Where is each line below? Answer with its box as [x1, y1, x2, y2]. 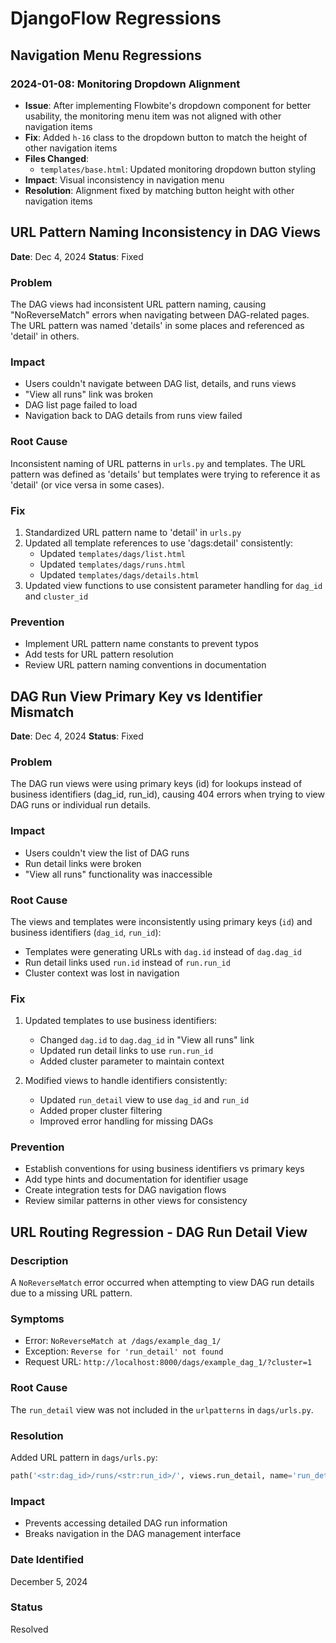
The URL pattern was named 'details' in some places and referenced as [10, 319, 305, 331]
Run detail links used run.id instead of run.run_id [24, 956, 231, 968]
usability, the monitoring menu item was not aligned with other [24, 110, 282, 122]
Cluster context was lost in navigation [24, 967, 180, 979]
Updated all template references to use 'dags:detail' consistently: [24, 537, 294, 549]
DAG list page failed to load [24, 399, 138, 411]
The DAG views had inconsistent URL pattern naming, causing [10, 298, 267, 310]
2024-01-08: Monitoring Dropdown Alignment [10, 77, 241, 91]
